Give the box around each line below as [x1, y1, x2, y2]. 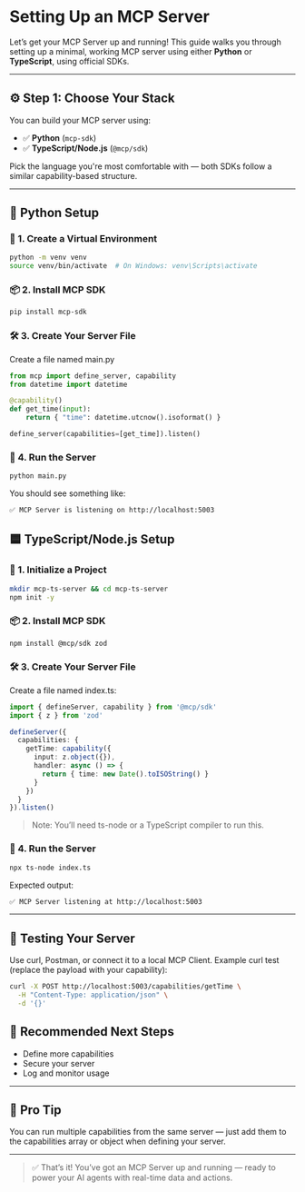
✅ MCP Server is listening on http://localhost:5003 [9, 506, 215, 515]
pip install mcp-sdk [9, 307, 88, 317]
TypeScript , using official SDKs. [9, 55, 130, 66]
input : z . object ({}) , [33, 752, 116, 762]
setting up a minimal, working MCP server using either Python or [9, 45, 252, 56]
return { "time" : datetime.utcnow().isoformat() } [25, 413, 221, 422]
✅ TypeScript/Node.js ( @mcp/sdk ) [22, 143, 149, 154]
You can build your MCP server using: [9, 114, 152, 125]
